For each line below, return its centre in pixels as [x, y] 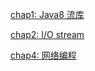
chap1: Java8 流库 [47, 14]
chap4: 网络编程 [43, 55]
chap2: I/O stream [47, 34]
